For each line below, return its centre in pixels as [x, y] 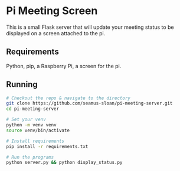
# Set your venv [26, 120]
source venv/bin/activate [38, 130]
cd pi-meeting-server [33, 109]
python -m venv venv [32, 125]
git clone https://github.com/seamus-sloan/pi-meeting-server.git [89, 103]
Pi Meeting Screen [52, 11]
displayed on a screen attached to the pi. [56, 33]
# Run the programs [30, 157]
